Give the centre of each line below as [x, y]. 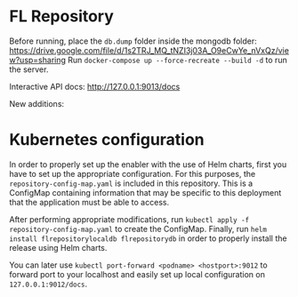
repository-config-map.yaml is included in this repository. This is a [131, 183]
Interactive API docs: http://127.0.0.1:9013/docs [95, 86]
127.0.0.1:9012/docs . [48, 284]
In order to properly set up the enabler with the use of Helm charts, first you [148, 164]
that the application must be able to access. [89, 202]
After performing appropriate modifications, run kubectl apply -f [129, 219]
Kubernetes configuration [107, 140]
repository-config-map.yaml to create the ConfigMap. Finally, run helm [138, 229]
